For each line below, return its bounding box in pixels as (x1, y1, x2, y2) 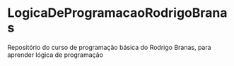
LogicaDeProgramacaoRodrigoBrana (7, 5, 228, 21)
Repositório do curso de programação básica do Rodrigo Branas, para (7, 43, 211, 51)
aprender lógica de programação (7, 51, 104, 59)
